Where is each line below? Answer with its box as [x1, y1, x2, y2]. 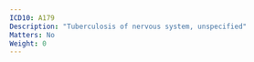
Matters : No [9, 30, 55, 39]
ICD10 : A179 [9, 13, 55, 23]
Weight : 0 [9, 38, 48, 48]
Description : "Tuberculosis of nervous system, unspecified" [9, 22, 248, 31]
